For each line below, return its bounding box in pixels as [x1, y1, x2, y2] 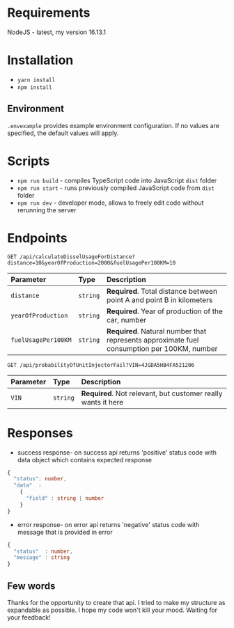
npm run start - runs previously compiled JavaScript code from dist [17, 183, 214, 192]
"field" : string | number [25, 495, 104, 502]
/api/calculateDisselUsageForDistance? [19, 253, 136, 260]
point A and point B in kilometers [107, 295, 213, 304]
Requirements [7, 5, 91, 21]
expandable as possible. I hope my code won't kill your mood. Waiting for [7, 606, 218, 614]
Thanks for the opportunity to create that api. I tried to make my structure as [7, 598, 226, 606]
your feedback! [7, 613, 51, 621]
